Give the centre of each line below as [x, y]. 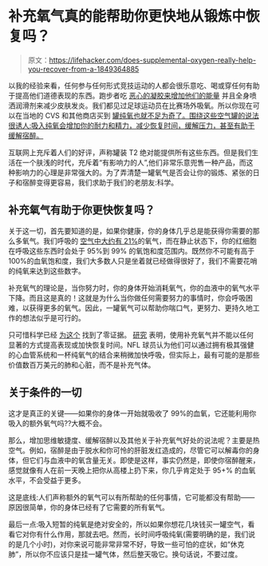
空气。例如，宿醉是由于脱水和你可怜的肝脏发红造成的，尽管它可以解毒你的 [130, 450]
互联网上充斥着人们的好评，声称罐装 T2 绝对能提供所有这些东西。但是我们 [130, 152]
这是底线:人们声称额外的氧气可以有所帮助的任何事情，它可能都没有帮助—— [132, 497]
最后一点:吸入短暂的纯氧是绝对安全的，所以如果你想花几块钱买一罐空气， [128, 524]
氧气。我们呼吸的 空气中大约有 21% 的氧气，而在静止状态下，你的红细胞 [139, 241]
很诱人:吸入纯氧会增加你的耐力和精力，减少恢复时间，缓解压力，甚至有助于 [132, 126]
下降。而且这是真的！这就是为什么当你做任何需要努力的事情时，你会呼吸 [127, 297]
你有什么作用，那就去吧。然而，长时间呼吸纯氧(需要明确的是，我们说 [142, 534]
